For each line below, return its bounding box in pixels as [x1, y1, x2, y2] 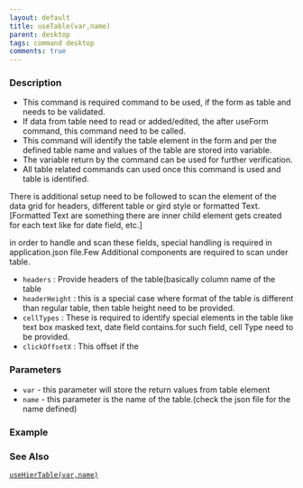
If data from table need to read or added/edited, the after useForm [22, 116, 269, 127]
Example [9, 426, 49, 438]
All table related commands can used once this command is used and [22, 164, 281, 175]
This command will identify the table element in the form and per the [22, 135, 277, 146]
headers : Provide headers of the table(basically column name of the [22, 274, 276, 285]
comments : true [9, 47, 67, 56]
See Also [9, 450, 50, 463]
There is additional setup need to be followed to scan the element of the [9, 191, 277, 202]
